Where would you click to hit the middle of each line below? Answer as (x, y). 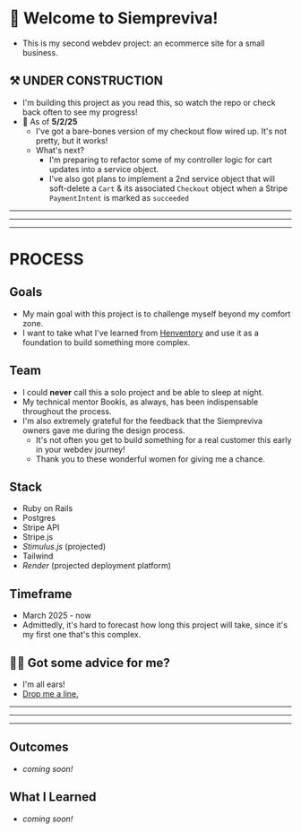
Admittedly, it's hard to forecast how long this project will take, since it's (155, 625)
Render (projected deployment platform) (97, 566)
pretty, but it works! (72, 140)
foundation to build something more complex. (106, 342)
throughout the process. (67, 411)
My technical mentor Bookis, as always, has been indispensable (140, 402)
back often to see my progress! (80, 112)
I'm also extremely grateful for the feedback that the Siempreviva (142, 421)
